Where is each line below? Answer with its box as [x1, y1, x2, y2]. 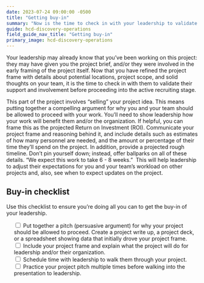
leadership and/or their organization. [14, 248, 105, 256]
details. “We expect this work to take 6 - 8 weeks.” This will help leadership [6, 156, 197, 163]
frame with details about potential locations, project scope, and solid [6, 74, 178, 80]
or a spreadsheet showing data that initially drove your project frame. [14, 235, 188, 242]
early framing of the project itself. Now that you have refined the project [6, 67, 187, 74]
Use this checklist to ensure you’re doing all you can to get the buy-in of [6, 203, 188, 210]
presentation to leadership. [14, 269, 82, 277]
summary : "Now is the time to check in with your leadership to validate [6, 20, 198, 26]
